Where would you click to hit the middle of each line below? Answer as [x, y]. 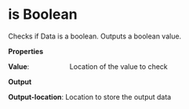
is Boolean [43, 15]
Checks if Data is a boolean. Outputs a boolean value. [95, 36]
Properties [26, 51]
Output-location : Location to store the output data [90, 96]
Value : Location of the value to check [88, 66]
